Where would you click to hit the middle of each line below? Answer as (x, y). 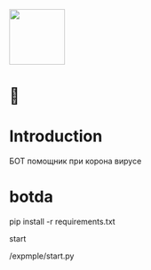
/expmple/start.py (42, 256)
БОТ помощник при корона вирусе (75, 161)
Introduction (56, 136)
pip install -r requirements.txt (62, 222)
